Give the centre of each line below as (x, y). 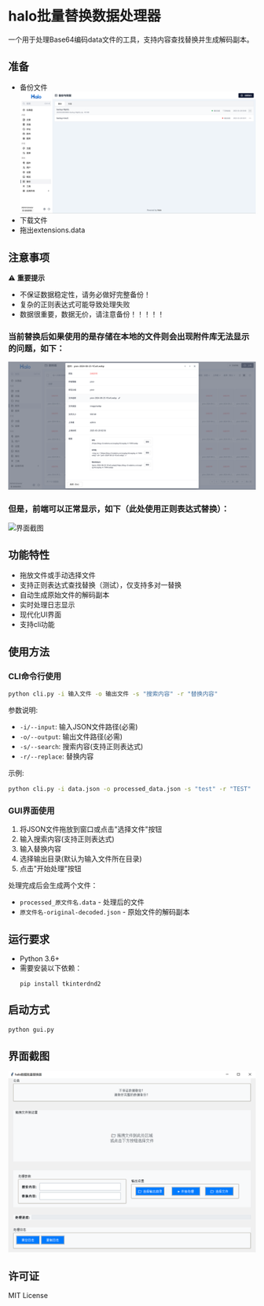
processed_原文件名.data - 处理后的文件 (82, 902)
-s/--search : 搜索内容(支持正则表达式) (81, 746)
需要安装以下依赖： (51, 968)
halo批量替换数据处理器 (84, 16)
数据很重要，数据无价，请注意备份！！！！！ (92, 314)
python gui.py (31, 1030)
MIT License (28, 1296)
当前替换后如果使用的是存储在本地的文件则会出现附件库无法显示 (129, 337)
